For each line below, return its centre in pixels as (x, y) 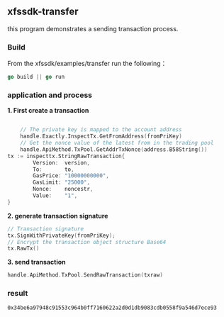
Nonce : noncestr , (63, 189)
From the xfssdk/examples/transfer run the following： (87, 64)
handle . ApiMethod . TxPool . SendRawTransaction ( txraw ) (85, 275)
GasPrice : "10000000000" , (71, 176)
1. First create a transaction (48, 111)
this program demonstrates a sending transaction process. (93, 28)
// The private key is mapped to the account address (101, 130)
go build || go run (36, 77)
